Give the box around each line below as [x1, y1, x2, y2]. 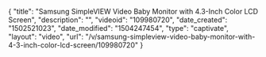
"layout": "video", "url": [8, 32, 84, 41]
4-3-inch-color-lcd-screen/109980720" [8, 40, 139, 50]
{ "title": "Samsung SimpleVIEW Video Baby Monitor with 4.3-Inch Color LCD [8, 7, 259, 16]
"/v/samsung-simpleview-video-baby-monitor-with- [85, 32, 256, 41]
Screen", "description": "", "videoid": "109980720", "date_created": [8, 15, 228, 25]
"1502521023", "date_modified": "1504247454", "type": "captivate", [8, 24, 229, 32]
